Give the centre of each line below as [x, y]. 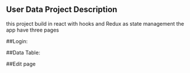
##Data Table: [23, 53]
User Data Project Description [62, 10]
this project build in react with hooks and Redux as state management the [95, 23]
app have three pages [33, 30]
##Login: [17, 41]
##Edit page [21, 64]
